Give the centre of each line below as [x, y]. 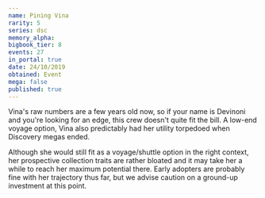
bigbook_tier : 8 [35, 45]
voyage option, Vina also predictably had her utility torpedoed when [119, 128]
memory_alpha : [32, 38]
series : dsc [28, 30]
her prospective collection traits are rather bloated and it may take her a [125, 161]
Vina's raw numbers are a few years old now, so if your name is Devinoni [127, 112]
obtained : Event [35, 74]
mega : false [28, 82]
